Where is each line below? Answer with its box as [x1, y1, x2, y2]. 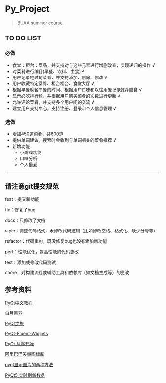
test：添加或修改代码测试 [5, 259, 56, 265]
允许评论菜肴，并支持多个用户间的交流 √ [12, 99, 95, 105]
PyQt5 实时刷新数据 [5, 372, 45, 378]
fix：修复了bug [5, 206, 36, 213]
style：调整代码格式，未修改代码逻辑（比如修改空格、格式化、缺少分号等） [5, 228, 158, 233]
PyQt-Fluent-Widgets [5, 330, 48, 336]
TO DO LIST [5, 34, 41, 42]
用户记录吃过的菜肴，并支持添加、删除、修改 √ [12, 74, 108, 80]
